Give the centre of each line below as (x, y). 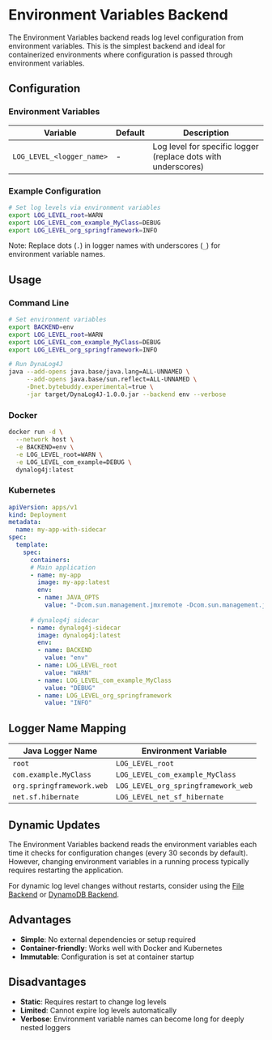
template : (32, 545)
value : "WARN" (68, 673)
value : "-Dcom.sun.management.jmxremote (113, 605)
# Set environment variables (57, 320)
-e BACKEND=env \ (45, 447)
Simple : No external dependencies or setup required (108, 939)
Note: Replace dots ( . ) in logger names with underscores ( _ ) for (115, 245)
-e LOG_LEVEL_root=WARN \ (59, 454)
